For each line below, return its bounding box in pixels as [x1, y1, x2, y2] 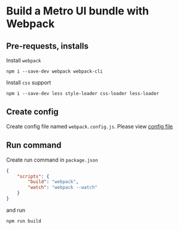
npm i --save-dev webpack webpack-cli [6, 68, 103, 74]
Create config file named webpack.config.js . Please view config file [6, 123, 173, 130]
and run [6, 206, 26, 214]
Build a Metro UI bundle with [6, 4, 150, 18]
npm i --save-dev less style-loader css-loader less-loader [6, 91, 160, 97]
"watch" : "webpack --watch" [28, 184, 98, 190]
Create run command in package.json [6, 156, 98, 163]
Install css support [6, 79, 51, 86]
